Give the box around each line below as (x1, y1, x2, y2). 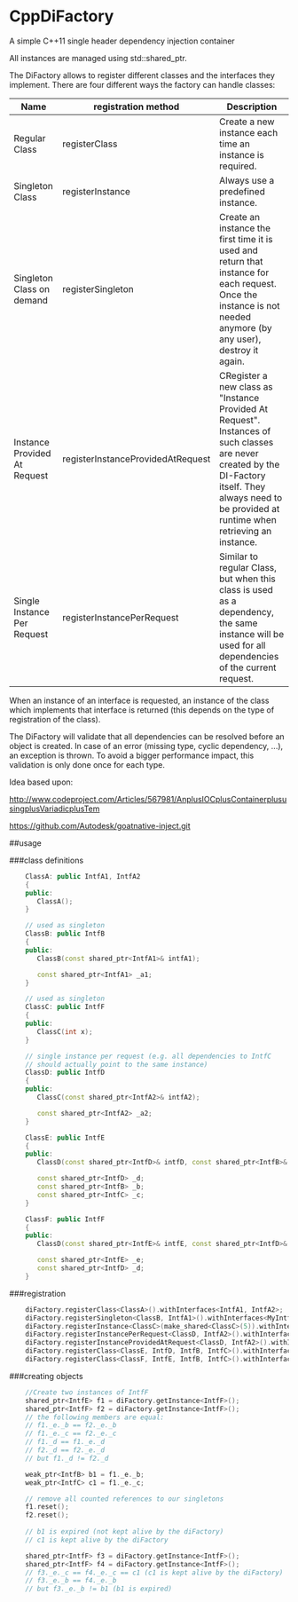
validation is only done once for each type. (9, 759, 166, 769)
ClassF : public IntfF (25, 1214, 105, 1224)
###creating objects (9, 1370, 83, 1381)
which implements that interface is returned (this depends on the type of (9, 704, 275, 715)
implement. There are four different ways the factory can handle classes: (9, 79, 276, 90)
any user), (218, 333, 262, 345)
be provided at (218, 502, 280, 515)
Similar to (218, 550, 259, 563)
